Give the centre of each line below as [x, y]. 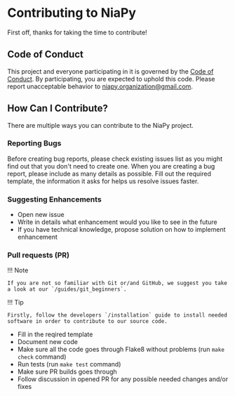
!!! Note [18, 270]
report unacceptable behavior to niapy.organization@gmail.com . [100, 86]
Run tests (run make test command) [69, 364]
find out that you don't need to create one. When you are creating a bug [111, 166]
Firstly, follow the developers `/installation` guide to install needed [117, 315]
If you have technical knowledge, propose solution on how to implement [121, 230]
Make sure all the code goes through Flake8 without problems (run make [121, 350]
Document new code [48, 342]
